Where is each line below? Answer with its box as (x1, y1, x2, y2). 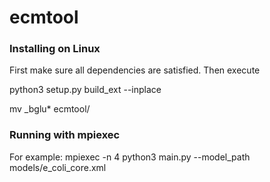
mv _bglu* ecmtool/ (9, 103, 91, 115)
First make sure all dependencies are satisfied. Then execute (9, 64, 261, 76)
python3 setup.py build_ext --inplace (9, 84, 162, 96)
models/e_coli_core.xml (9, 161, 107, 173)
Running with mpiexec (9, 128, 121, 142)
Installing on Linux (9, 42, 101, 56)
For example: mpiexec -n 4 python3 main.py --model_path (9, 151, 251, 163)
